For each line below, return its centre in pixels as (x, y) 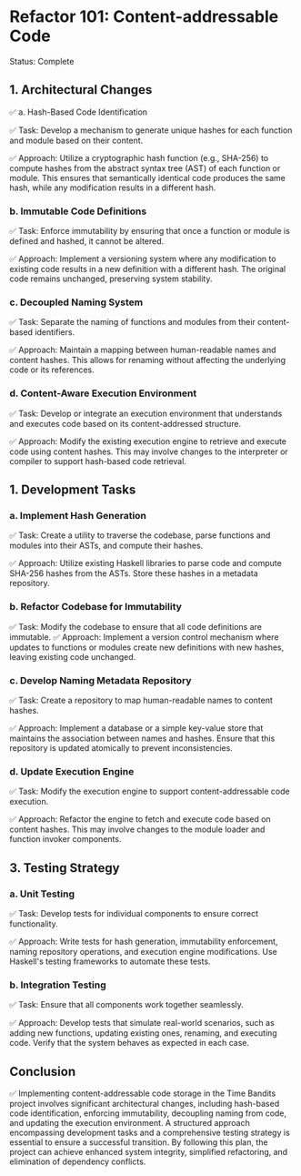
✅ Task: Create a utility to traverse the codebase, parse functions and (140, 535)
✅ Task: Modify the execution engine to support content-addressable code (150, 791)
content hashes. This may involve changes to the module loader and (137, 829)
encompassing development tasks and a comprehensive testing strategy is (150, 1133)
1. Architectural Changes (81, 90)
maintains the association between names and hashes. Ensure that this (142, 738)
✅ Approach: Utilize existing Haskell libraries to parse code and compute (145, 563)
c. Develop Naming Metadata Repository (101, 680)
